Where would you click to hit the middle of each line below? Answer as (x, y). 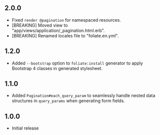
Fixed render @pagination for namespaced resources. (66, 20)
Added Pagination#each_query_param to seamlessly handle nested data (83, 96)
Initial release (25, 128)
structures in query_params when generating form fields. (68, 101)
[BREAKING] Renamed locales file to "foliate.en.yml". (65, 35)
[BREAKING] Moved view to (40, 25)
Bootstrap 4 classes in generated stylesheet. (57, 68)
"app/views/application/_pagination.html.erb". (58, 30)
